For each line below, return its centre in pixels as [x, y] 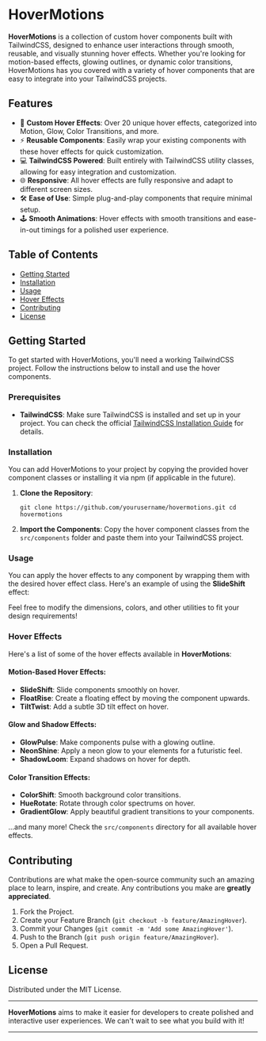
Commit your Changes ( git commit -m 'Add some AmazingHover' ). [126, 928]
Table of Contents [53, 255]
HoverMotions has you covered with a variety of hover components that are [132, 70]
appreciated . [30, 896]
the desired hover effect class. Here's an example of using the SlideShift [127, 584]
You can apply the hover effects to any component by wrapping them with [129, 576]
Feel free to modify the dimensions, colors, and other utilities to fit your [124, 607]
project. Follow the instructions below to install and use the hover [114, 368]
